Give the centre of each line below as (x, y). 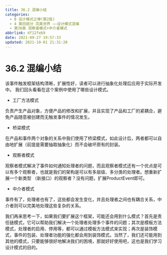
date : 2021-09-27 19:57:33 (33, 38)
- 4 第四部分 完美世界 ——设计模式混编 (44, 24)
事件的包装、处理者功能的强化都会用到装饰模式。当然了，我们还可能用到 (88, 235)
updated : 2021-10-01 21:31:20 (37, 42)
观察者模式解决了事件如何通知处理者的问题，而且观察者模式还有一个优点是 (81, 166)
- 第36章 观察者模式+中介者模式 (39, 28)
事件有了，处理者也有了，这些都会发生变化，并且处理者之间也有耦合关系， (81, 199)
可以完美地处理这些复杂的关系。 (51, 206)
